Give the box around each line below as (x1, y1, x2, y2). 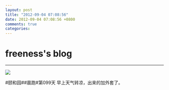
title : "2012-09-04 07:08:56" (5, 12, 69, 17)
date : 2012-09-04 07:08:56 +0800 (5, 17, 75, 22)
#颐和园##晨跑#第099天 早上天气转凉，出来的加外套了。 (5, 79, 123, 86)
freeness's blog (5, 48, 72, 60)
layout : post (5, 7, 33, 13)
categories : (5, 26, 30, 31)
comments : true (5, 21, 37, 27)
